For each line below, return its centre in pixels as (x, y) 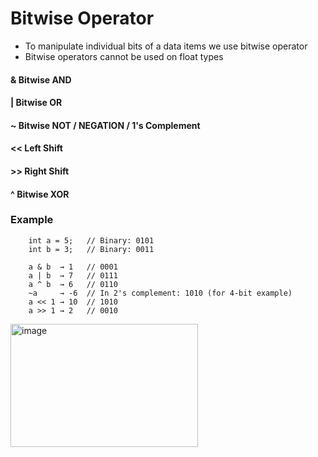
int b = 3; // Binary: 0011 (91, 249)
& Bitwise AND (41, 79)
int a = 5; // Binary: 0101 (91, 240)
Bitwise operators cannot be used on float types (124, 56)
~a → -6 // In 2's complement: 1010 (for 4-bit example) (160, 293)
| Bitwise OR (36, 103)
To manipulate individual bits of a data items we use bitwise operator (166, 46)
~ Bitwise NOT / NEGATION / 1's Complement (105, 125)
